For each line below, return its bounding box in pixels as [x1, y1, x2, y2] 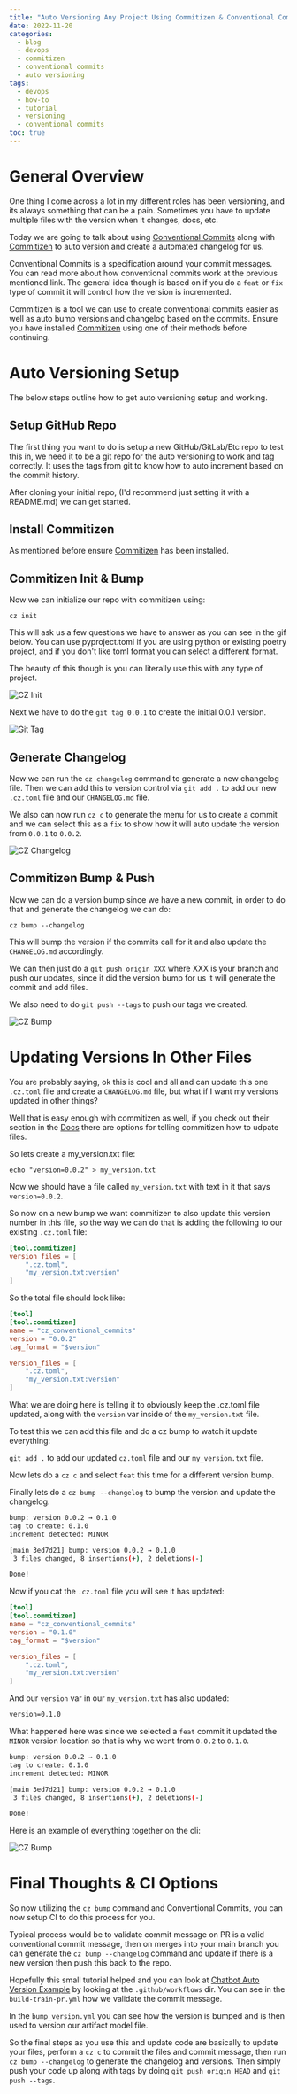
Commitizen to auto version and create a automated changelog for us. [9, 241, 264, 252]
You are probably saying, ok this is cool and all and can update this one [9, 1076, 269, 1087]
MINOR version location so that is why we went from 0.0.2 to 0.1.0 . [9, 1735, 250, 1746]
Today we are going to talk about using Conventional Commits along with [9, 231, 276, 242]
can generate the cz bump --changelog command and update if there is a [9, 1948, 274, 1958]
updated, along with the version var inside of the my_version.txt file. [9, 1409, 260, 1419]
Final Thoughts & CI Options [9, 1873, 219, 1894]
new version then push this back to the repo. [9, 1958, 172, 1968]
